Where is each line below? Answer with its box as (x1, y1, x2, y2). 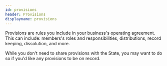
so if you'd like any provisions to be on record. (5, 56, 101, 62)
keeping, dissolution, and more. (5, 41, 70, 47)
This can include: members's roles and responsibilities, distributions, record (5, 35, 161, 41)
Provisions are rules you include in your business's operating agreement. (5, 30, 155, 36)
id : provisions (5, 7, 37, 12)
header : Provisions (5, 12, 46, 17)
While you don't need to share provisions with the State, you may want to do (5, 50, 162, 56)
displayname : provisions (5, 16, 57, 21)
